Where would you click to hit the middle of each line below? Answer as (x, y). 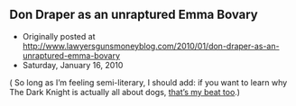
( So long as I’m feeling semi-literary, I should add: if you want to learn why (148, 82)
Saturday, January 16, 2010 (73, 65)
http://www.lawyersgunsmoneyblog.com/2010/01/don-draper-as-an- (151, 46)
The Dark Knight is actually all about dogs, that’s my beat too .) (125, 92)
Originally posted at (59, 36)
